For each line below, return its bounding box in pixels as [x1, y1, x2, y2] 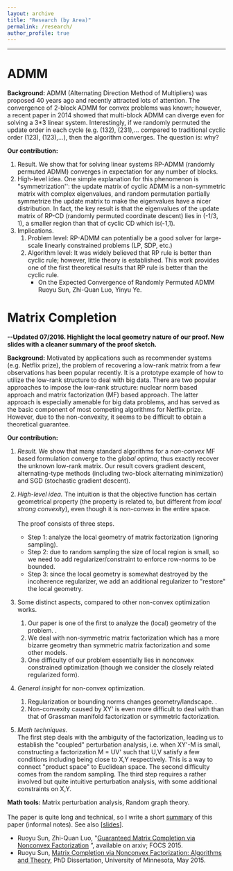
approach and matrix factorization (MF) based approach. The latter [7, 390, 199, 399]
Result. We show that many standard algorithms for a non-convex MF [17, 447, 216, 456]
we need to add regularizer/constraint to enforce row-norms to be [27, 555, 216, 563]
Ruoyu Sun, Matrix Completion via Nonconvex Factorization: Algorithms [17, 849, 222, 857]
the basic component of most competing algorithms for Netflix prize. [7, 406, 203, 414]
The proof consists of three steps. [17, 520, 114, 528]
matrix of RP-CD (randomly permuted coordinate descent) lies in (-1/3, [17, 212, 218, 220]
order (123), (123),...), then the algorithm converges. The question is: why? [7, 133, 220, 142]
